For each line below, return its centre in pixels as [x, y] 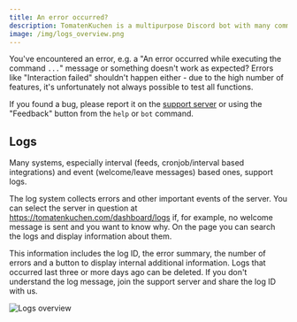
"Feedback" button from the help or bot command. [102, 114]
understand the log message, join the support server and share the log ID [143, 282]
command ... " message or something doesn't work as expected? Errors [141, 68]
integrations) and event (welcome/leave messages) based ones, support [141, 172]
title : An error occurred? [59, 17]
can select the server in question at [73, 208]
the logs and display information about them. [91, 236]
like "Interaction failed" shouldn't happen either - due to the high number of [147, 78]
